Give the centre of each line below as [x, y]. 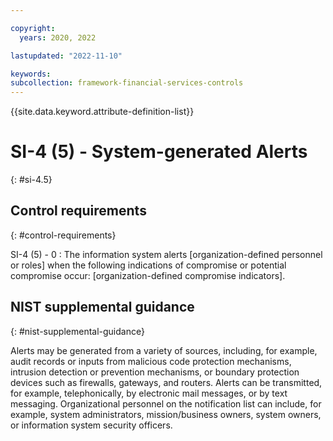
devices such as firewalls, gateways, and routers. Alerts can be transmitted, [166, 382]
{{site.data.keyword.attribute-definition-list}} [102, 112]
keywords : [31, 74]
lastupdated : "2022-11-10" [66, 56]
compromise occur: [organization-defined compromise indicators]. [148, 275]
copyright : [33, 28]
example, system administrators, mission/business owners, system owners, [166, 414]
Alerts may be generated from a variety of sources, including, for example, [164, 350]
